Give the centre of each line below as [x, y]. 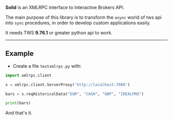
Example [20, 54]
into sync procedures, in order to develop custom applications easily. [78, 23]
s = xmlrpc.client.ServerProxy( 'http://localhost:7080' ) [68, 85]
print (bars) [18, 103]
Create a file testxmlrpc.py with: [47, 66]
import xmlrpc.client [29, 75]
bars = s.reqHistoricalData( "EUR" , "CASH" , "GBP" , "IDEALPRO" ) [75, 94]
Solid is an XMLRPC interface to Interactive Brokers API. [65, 7]
